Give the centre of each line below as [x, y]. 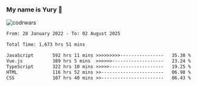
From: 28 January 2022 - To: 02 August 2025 [63, 34]
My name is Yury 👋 [34, 10]
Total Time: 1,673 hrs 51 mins [46, 45]
